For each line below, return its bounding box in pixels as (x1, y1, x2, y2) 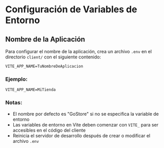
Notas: (5, 99, 22, 106)
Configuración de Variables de (5, 4, 137, 15)
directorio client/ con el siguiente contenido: (5, 54, 101, 60)
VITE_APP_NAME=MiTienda (5, 87, 56, 93)
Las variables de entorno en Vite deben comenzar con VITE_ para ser (12, 121, 159, 128)
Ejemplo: (5, 75, 28, 82)
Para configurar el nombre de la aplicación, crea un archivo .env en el (5, 49, 152, 54)
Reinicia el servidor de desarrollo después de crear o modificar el (12, 132, 151, 139)
